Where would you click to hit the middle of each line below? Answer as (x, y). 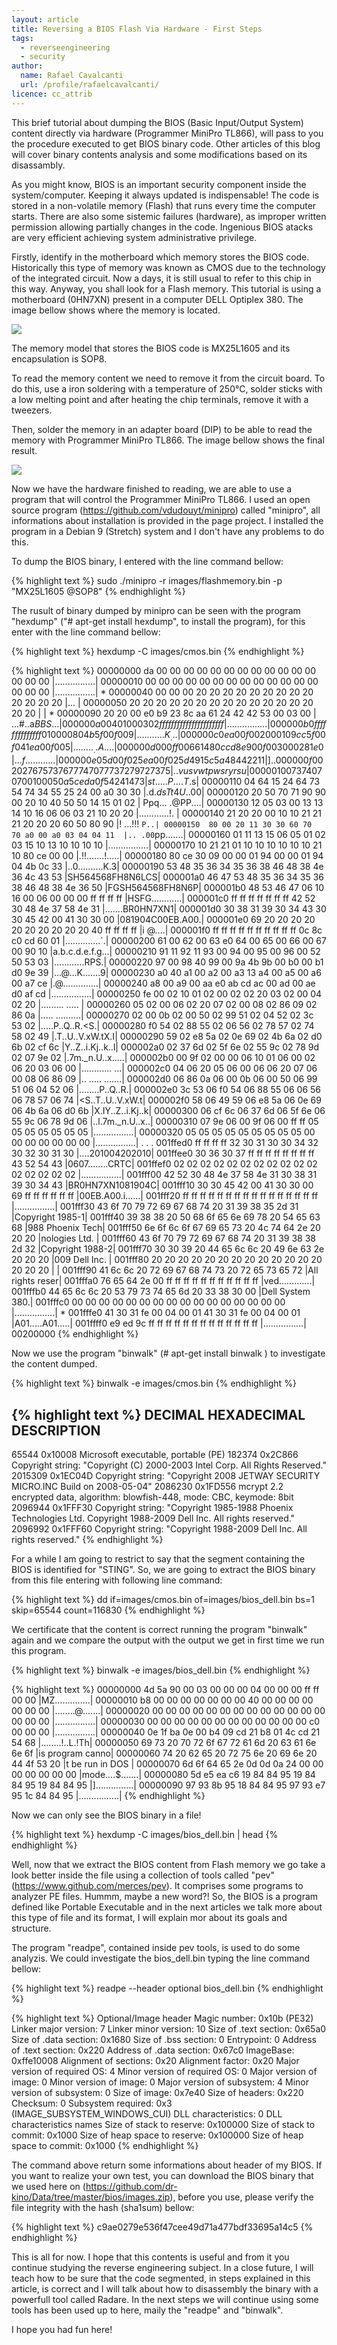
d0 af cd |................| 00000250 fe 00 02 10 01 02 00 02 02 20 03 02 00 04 (167, 994)
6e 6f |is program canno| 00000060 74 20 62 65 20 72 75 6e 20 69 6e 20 (164, 1753)
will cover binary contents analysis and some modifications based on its (159, 154)
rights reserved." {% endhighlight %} (87, 1540)
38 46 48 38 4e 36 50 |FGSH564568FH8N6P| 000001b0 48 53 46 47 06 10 (168, 888)
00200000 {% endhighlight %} (75, 1334)
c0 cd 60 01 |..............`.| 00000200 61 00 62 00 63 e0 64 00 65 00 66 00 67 (169, 941)
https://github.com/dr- (131, 2187)
